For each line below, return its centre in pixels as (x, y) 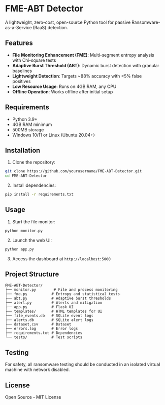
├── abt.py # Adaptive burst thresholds (58, 299)
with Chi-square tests (34, 60)
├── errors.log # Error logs (42, 329)
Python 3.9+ (25, 119)
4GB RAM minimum (32, 124)
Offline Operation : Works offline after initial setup (63, 91)
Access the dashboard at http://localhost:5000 (61, 259)
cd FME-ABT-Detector (26, 176)
